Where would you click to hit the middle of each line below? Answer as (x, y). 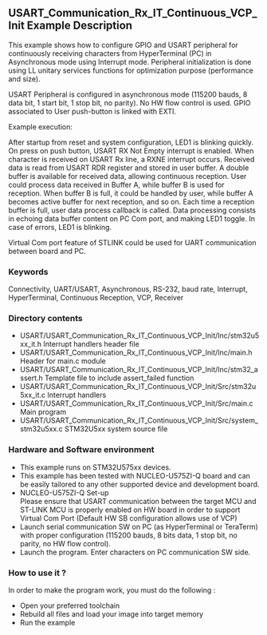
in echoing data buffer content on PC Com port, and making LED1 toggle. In (132, 218)
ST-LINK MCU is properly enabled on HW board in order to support (130, 510)
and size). (25, 78)
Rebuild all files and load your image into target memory (112, 614)
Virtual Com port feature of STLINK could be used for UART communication (132, 242)
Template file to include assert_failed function (120, 378)
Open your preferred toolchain (70, 605)
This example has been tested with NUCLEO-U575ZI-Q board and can (135, 475)
